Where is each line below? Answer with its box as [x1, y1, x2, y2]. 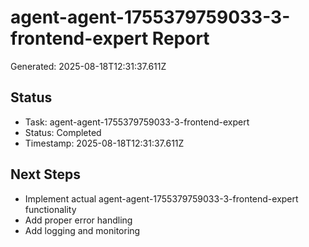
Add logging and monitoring [24, 224, 141, 236]
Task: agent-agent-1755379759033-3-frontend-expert [24, 116, 250, 128]
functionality [24, 203, 77, 215]
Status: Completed [24, 126, 102, 138]
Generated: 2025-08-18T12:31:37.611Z [10, 60, 167, 72]
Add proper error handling [24, 214, 133, 226]
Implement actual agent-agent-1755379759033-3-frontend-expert [24, 192, 299, 205]
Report [151, 27, 210, 50]
